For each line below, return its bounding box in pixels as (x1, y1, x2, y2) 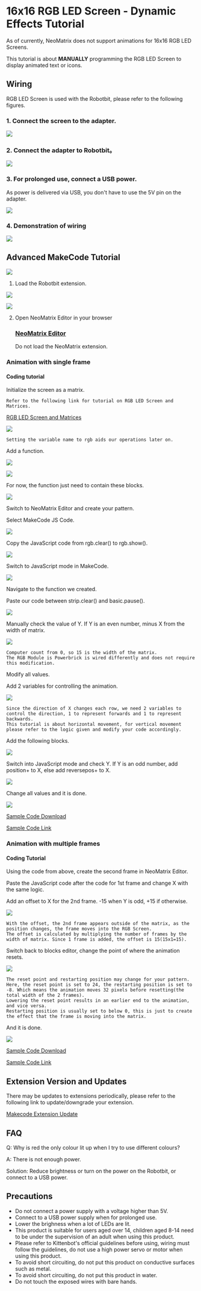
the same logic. (6, 886, 45, 893)
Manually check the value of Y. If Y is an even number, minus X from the (6, 620, 185, 627)
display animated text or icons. (6, 62, 82, 69)
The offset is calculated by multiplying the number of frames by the (6, 931, 187, 937)
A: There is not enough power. (6, 1155, 81, 1163)
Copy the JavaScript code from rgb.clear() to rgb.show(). (6, 539, 148, 547)
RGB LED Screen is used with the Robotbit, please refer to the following (6, 95, 183, 102)
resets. (6, 953, 23, 961)
